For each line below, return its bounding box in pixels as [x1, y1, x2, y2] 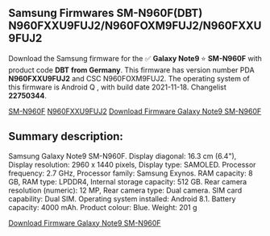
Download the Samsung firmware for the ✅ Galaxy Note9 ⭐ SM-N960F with [8, 53, 262, 63]
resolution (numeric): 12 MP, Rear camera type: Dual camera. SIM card [8, 185, 243, 195]
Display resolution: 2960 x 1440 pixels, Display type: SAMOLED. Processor [8, 159, 256, 169]
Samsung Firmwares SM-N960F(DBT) [8, 6, 203, 20]
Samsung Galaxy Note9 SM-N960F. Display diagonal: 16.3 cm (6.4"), [8, 151, 237, 160]
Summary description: [8, 130, 123, 143]
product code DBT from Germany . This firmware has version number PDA [8, 64, 255, 75]
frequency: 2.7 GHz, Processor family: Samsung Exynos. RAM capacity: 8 [8, 168, 253, 178]
